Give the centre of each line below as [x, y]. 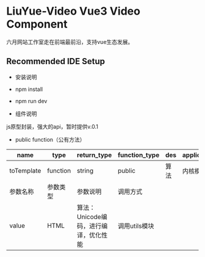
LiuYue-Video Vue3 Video [73, 11]
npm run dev [31, 101]
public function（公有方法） [50, 139]
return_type [95, 155]
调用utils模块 [136, 226]
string [85, 170]
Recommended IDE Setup [56, 61]
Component [37, 24]
